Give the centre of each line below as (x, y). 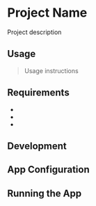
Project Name (47, 13)
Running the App (45, 193)
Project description (34, 32)
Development (37, 146)
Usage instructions (51, 70)
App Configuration (48, 169)
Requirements (38, 93)
